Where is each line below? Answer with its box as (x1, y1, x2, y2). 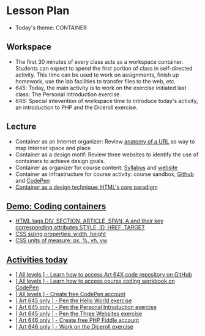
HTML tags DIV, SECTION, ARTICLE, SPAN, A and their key (15, 217, 163, 224)
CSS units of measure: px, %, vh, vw (15, 237, 108, 244)
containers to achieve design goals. (15, 157, 105, 164)
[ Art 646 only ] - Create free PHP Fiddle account (15, 316, 140, 324)
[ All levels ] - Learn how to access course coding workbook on (15, 277, 176, 285)
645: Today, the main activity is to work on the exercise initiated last (15, 84, 187, 91)
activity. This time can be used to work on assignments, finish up (15, 71, 179, 78)
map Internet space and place (15, 144, 91, 151)
